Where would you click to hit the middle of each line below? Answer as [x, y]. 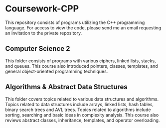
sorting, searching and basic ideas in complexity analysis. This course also [82, 115]
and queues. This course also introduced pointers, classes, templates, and [82, 66]
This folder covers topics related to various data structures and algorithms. [82, 99]
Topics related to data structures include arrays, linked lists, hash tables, [80, 104]
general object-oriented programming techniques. [57, 71]
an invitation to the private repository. [44, 33]
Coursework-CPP [42, 9]
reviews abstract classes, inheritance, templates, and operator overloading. [83, 120]
